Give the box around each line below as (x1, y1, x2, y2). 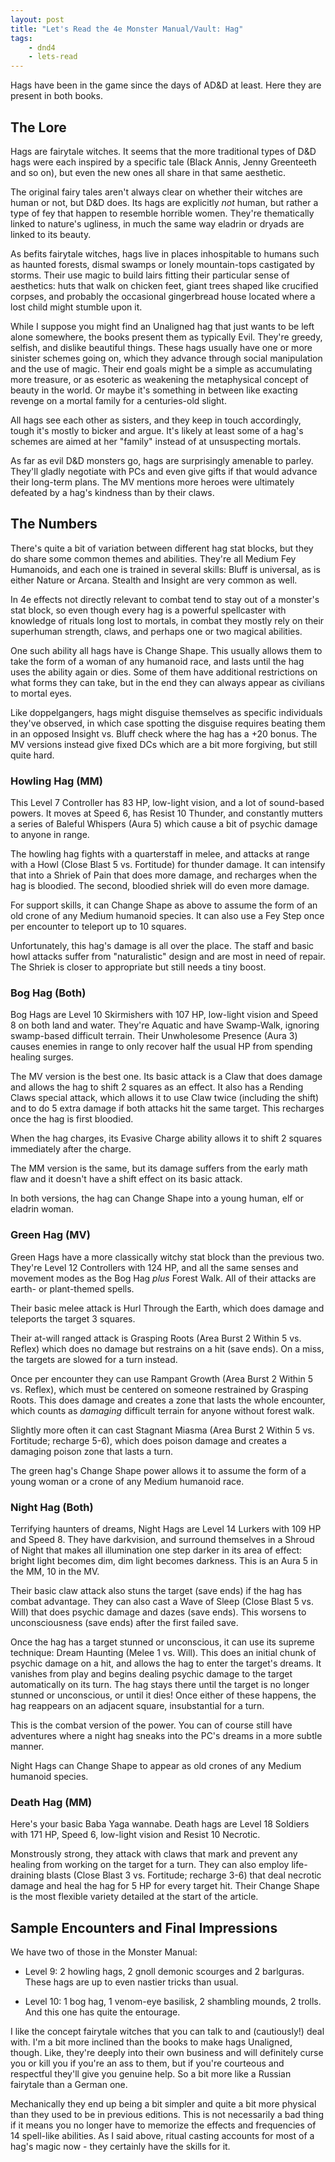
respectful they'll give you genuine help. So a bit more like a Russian (10, 2068, 292, 2080)
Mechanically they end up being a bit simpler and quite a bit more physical (10, 2098, 317, 2110)
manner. (10, 1740, 45, 1752)
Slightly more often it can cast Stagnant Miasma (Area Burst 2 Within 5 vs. (10, 1424, 315, 1436)
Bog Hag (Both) (10, 986, 87, 1000)
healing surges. (10, 1051, 74, 1063)
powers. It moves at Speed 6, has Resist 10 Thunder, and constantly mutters (10, 807, 323, 820)
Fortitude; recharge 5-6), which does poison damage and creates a (10, 1434, 287, 1446)
